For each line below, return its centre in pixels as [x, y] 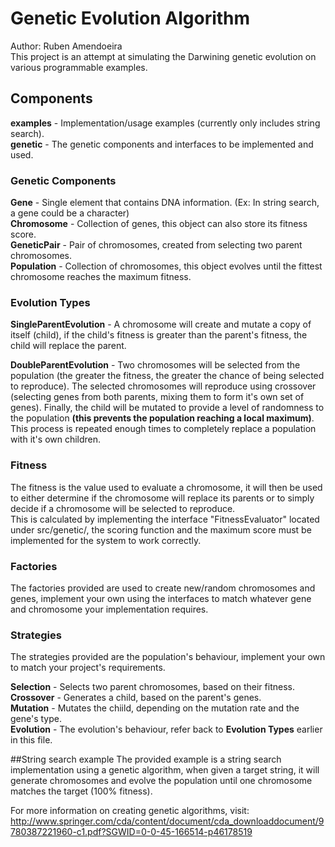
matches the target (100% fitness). [81, 791]
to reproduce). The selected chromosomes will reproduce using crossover [163, 386]
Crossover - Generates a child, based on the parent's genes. [136, 698]
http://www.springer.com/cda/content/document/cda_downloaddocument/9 [167, 821]
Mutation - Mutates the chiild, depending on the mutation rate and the [155, 708]
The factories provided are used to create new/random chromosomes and [163, 588]
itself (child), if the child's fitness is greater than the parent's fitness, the [159, 335]
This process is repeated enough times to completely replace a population [163, 429]
